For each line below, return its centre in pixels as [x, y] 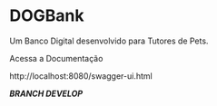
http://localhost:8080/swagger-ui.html [81, 76]
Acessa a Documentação [56, 58]
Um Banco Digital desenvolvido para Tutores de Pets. [109, 41]
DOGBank [47, 16]
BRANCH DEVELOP [46, 93]
